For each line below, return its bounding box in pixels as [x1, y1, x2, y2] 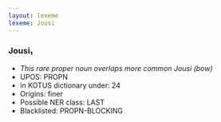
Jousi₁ [8, 45, 34, 57]
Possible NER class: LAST [19, 97, 105, 107]
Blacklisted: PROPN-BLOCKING [19, 105, 124, 116]
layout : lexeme [8, 11, 59, 20]
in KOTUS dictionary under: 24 [19, 81, 121, 90]
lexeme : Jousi [8, 19, 56, 27]
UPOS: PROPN [19, 72, 68, 81]
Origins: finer [19, 89, 64, 98]
